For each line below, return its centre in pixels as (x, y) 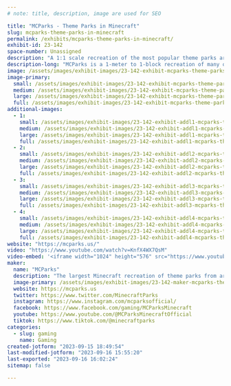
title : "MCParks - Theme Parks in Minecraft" (73, 26)
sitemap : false (29, 366)
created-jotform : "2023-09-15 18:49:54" (66, 346)
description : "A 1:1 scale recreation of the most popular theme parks (112, 58)
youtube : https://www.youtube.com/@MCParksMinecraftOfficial (103, 314)
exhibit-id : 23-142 (35, 45)
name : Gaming (38, 340)
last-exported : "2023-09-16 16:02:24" (63, 359)
